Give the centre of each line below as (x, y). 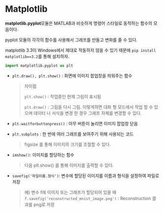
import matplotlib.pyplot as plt (39, 66)
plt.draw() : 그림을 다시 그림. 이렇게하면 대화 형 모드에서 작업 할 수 (89, 107)
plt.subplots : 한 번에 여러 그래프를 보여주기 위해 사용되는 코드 (73, 134)
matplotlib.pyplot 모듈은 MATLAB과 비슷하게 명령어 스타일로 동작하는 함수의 (79, 23)
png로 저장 (44, 204)
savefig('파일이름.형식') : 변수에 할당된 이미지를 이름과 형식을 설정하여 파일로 (86, 176)
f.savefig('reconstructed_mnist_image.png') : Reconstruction (87, 198)
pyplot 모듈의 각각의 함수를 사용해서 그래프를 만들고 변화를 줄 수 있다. (71, 40)
